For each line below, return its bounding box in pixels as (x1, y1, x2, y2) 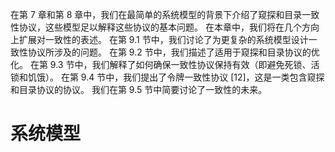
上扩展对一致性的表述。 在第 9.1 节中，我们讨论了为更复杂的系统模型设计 (10, 34, 309, 45)
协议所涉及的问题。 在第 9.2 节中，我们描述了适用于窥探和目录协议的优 (27, 46, 320, 58)
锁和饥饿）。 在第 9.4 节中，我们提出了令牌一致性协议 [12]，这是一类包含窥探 (10, 71, 325, 83)
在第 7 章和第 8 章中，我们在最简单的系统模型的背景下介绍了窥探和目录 (10, 9, 303, 20)
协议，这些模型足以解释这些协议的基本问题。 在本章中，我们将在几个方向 (18, 21, 320, 33)
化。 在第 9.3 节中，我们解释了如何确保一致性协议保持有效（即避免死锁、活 (10, 59, 320, 70)
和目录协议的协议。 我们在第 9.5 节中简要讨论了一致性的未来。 (10, 84, 268, 95)
